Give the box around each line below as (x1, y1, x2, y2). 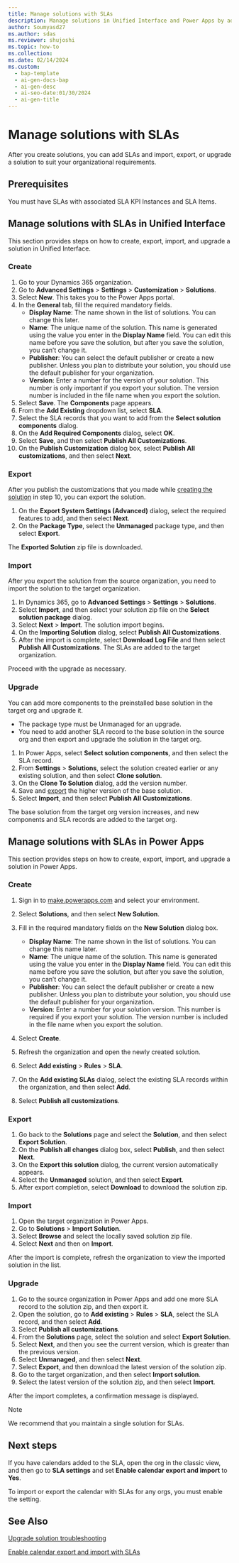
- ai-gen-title (14, 97, 60, 104)
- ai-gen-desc (14, 83, 56, 90)
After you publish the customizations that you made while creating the (8, 486, 213, 494)
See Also (8, 1515, 48, 1527)
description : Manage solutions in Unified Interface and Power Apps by (8, 17, 224, 24)
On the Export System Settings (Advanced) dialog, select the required (18, 507, 226, 515)
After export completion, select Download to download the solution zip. (18, 1183, 228, 1192)
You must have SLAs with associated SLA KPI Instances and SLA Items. (8, 197, 217, 206)
